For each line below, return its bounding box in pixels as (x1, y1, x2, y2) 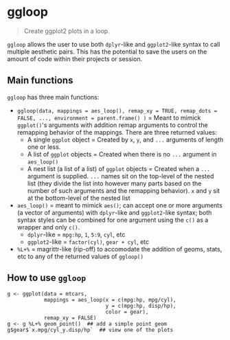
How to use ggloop (7, 272, 87, 284)
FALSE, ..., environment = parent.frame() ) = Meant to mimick (16, 113, 201, 122)
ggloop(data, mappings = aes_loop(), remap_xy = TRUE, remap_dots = (16, 107, 218, 114)
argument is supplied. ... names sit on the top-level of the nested (27, 172, 214, 180)
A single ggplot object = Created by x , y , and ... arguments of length (27, 135, 224, 144)
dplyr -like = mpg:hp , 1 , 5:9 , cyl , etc (27, 230, 126, 238)
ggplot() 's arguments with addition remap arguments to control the (16, 121, 208, 129)
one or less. (27, 142, 61, 151)
